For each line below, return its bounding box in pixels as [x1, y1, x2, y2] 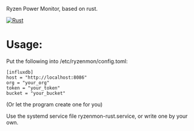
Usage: [6, 38, 43, 52]
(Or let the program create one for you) [6, 100, 103, 108]
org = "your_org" [6, 79, 50, 86]
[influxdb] [6, 69, 34, 75]
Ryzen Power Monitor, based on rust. [6, 5, 98, 12]
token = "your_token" [6, 85, 61, 91]
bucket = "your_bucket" [6, 90, 66, 96]
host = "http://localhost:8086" [6, 75, 87, 81]
